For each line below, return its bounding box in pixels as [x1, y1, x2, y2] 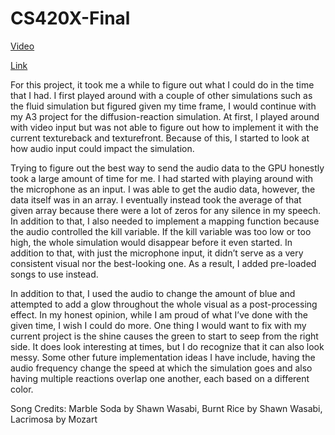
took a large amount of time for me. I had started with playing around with [10, 172, 314, 184]
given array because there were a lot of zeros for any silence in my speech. [10, 204, 322, 216]
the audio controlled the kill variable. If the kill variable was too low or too [10, 225, 312, 237]
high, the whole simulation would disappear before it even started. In [10, 236, 293, 248]
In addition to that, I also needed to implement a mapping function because [10, 215, 320, 227]
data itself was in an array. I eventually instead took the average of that [10, 193, 302, 206]
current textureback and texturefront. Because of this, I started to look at [10, 132, 310, 144]
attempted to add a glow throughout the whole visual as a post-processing [10, 298, 318, 310]
